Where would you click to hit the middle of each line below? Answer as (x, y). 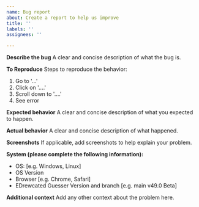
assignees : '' (24, 35)
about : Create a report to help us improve (63, 18)
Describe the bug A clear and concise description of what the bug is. (94, 57)
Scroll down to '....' (39, 94)
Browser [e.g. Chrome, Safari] (53, 179)
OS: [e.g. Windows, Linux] (48, 166)
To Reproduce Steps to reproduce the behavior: (67, 69)
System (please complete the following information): (75, 154)
